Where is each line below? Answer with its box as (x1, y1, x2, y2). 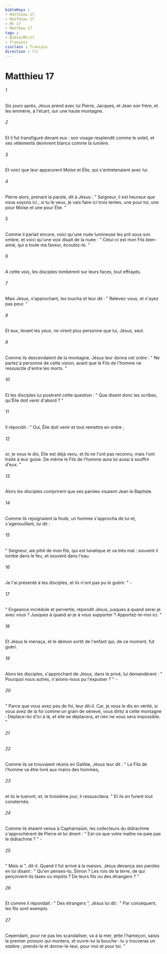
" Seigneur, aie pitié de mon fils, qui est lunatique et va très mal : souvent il (5, 547, 159, 553)
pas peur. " (5, 301, 28, 307)
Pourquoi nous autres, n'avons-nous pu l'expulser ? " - (5, 676, 118, 682)
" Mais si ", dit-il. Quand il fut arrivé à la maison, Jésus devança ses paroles (5, 863, 160, 869)
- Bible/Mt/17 (5, 35, 35, 40)
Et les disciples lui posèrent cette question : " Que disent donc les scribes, (5, 392, 158, 398)
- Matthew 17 (5, 26, 32, 31)
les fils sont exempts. (5, 906, 49, 912)
